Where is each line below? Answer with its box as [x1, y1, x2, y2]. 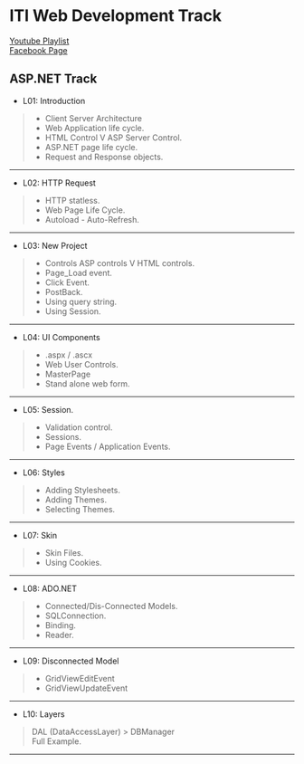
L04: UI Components [22, 331, 101, 342]
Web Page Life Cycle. [44, 205, 126, 215]
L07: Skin [22, 530, 58, 540]
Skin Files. [44, 547, 84, 558]
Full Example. [31, 735, 81, 747]
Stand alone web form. [44, 377, 130, 389]
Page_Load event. [44, 267, 113, 278]
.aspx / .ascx [44, 349, 93, 360]
